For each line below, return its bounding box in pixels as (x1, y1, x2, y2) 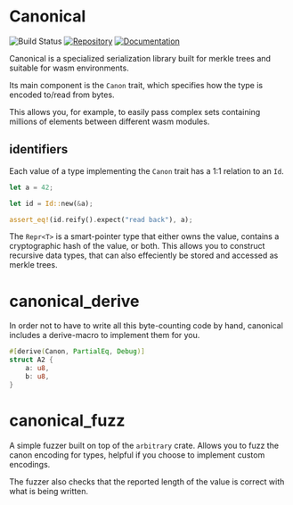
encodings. (9, 459, 51, 469)
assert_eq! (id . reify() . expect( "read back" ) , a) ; (9, 215, 193, 224)
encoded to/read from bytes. (9, 89, 115, 100)
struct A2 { (9, 355, 53, 365)
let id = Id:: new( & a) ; (9, 199, 94, 208)
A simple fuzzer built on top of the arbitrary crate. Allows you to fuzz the (9, 440, 279, 451)
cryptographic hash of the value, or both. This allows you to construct (9, 241, 265, 252)
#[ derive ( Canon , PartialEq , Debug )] (9, 347, 145, 356)
